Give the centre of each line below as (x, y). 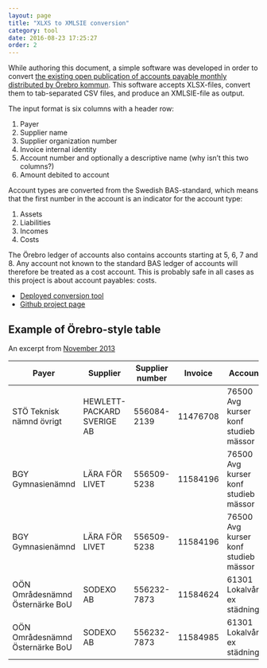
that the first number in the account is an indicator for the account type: (126, 199)
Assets (31, 214)
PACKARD (102, 411)
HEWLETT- (104, 401)
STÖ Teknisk (36, 411)
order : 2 (23, 45)
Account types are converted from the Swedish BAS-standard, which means (133, 190)
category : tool (33, 30)
